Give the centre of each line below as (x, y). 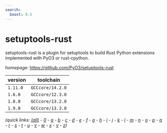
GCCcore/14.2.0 (49, 88)
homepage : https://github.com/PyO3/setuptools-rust (59, 68)
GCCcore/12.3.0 (49, 95)
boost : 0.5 (21, 14)
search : (13, 10)
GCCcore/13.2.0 (49, 102)
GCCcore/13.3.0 (49, 108)
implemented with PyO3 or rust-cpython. (47, 58)
